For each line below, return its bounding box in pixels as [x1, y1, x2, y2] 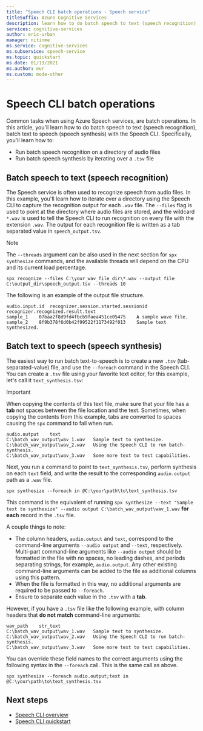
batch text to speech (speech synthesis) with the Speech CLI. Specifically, [6, 130, 192, 137]
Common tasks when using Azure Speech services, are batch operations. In [6, 117, 196, 125]
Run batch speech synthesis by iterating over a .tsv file [15, 155, 155, 162]
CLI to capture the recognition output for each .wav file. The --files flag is [6, 202, 192, 208]
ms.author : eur [6, 65, 45, 72]
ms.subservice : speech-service [6, 49, 85, 55]
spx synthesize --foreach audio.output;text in [6, 673, 129, 679]
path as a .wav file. [6, 476, 53, 483]
